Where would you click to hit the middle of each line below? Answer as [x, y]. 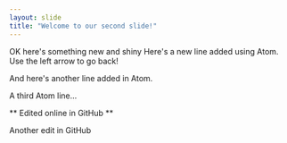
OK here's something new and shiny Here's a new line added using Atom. [144, 51]
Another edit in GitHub [50, 130]
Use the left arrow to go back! [64, 61]
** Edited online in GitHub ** [61, 113]
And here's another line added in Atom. [81, 78]
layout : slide [36, 17]
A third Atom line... [43, 96]
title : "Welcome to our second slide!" [83, 26]
